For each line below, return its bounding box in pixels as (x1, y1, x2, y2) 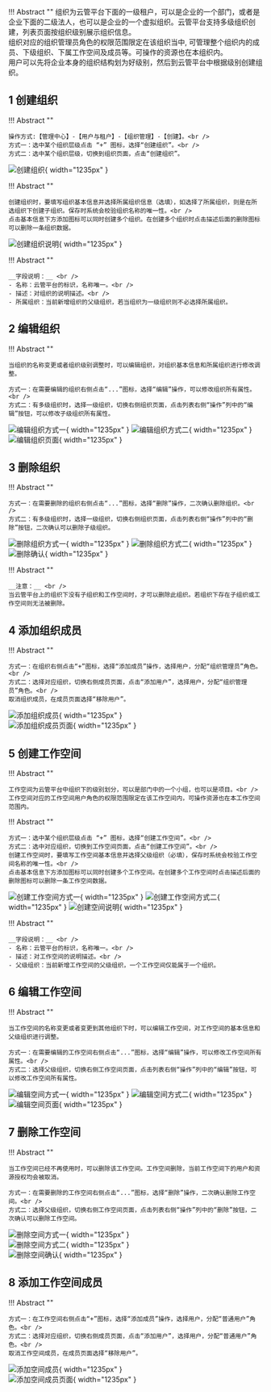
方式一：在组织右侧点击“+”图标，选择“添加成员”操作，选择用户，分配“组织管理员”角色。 (8, 663, 262, 671)
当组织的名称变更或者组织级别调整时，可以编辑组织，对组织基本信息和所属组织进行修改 (8, 361, 255, 369)
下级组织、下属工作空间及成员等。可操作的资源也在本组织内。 (22, 48, 227, 57)
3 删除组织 (8, 461, 60, 475)
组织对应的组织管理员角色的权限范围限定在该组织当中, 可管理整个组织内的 (8, 37, 252, 47)
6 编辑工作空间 (8, 985, 82, 999)
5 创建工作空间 (8, 746, 82, 761)
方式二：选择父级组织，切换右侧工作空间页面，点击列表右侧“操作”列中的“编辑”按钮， (8, 1065, 252, 1074)
